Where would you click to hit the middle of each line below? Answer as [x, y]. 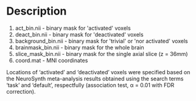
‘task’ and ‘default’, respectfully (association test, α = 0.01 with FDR [90, 85]
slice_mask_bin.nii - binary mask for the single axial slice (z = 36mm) [101, 54]
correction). [21, 91]
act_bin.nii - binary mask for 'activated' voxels [73, 28]
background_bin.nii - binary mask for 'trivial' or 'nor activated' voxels [101, 41]
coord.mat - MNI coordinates [51, 60]
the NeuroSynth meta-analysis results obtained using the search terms [95, 78]
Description [37, 11]
